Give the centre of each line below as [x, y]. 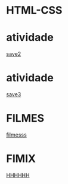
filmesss [16, 135]
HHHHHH [18, 175]
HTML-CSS [34, 10]
